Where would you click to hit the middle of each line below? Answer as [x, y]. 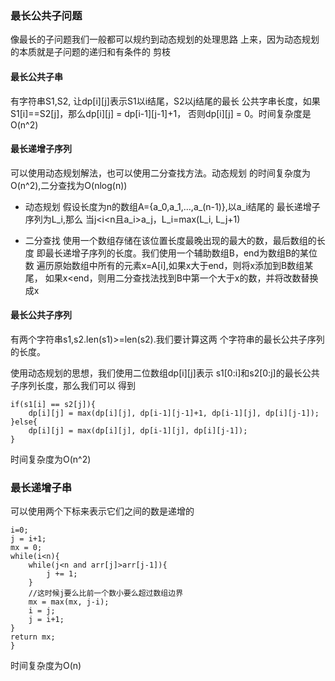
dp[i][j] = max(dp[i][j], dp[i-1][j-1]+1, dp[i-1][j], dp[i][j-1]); [174, 413]
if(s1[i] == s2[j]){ [53, 404]
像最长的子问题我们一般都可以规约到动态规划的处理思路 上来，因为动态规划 [165, 39]
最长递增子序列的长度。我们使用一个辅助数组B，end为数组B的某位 [181, 253]
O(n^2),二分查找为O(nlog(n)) [69, 185]
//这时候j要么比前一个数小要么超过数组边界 [106, 593]
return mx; [33, 637]
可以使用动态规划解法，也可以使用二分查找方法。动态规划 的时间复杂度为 [160, 173]
